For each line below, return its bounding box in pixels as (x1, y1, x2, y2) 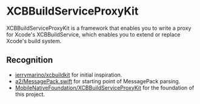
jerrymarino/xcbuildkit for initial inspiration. (15, 71, 122, 78)
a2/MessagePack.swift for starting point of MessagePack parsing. (15, 77, 181, 85)
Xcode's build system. (6, 37, 62, 44)
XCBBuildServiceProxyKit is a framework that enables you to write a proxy (6, 24, 192, 32)
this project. (15, 90, 45, 98)
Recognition (6, 55, 53, 65)
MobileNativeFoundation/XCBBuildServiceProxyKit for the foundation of (15, 84, 195, 91)
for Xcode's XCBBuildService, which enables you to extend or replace (6, 30, 181, 38)
